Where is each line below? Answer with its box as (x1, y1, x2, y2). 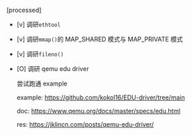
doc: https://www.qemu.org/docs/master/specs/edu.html (16, 107, 181, 115)
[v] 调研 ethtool (16, 20, 61, 29)
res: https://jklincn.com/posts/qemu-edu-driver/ (16, 120, 154, 128)
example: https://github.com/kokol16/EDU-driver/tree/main (16, 93, 185, 102)
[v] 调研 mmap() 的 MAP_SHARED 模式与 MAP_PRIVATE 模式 (16, 35, 184, 43)
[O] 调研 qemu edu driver (16, 65, 90, 72)
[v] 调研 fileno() (16, 50, 64, 58)
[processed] (6, 6, 42, 14)
